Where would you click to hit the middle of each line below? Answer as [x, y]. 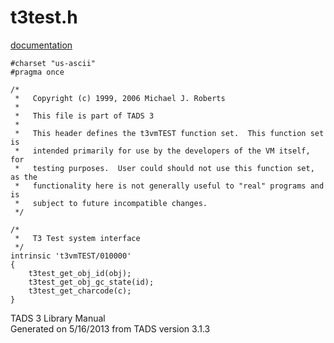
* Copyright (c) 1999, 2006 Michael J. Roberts [120, 98]
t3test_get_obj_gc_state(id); [91, 282]
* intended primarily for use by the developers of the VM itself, [162, 151]
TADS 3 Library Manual [58, 318]
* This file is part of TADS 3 [84, 116]
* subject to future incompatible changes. [111, 203]
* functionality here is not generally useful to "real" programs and [169, 186]
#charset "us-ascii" [53, 63]
